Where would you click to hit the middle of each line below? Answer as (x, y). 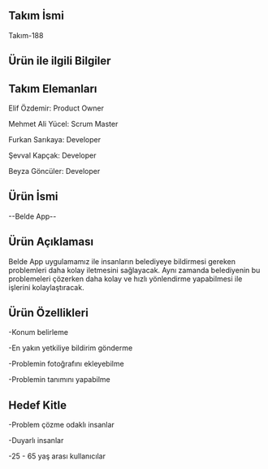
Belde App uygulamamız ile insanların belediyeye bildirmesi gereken (122, 261)
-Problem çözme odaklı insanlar (62, 425)
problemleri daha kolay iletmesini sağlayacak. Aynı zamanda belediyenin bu (134, 270)
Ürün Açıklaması (51, 242)
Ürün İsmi (33, 197)
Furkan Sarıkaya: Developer (55, 140)
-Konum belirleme (39, 332)
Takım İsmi (37, 16)
